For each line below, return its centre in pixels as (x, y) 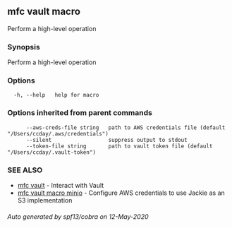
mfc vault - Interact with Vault (61, 185)
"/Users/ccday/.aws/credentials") (58, 133)
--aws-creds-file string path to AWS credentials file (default (126, 127)
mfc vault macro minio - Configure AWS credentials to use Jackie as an (121, 193)
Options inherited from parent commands (80, 113)
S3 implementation (45, 200)
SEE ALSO (25, 170)
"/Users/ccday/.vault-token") (52, 152)
